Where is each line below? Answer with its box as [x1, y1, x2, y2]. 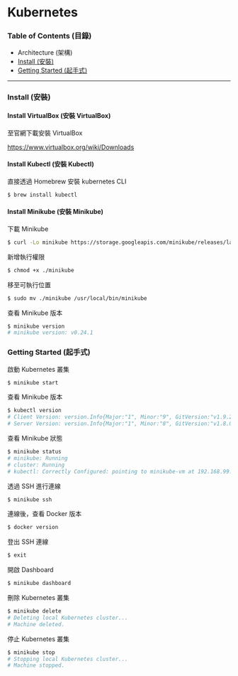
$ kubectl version [7, 407, 62, 414]
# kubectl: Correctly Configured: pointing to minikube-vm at [7, 468, 195, 475]
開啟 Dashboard [7, 566, 55, 574]
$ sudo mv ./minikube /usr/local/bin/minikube [7, 294, 147, 302]
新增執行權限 [7, 252, 45, 261]
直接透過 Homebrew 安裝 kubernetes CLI [7, 177, 127, 186]
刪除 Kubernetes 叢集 [7, 594, 69, 602]
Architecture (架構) [17, 48, 73, 57]
